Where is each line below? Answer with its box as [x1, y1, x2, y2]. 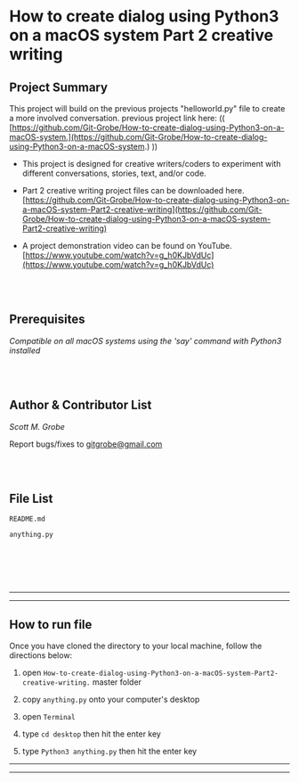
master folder [92, 677, 142, 687]
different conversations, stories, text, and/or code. [21, 168, 206, 178]
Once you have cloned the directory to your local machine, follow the [9, 640, 263, 652]
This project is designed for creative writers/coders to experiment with [21, 159, 281, 169]
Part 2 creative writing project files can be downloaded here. [21, 185, 245, 195]
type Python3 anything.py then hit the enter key [21, 746, 198, 757]
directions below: [9, 650, 73, 661]
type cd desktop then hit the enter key [21, 728, 162, 739]
